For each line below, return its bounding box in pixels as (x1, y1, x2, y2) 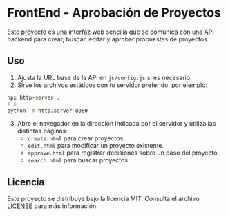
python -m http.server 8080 (7, 107, 88, 114)
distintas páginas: (17, 126, 68, 135)
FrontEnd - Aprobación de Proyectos (7, 5, 221, 21)
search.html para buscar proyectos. (27, 156, 130, 164)
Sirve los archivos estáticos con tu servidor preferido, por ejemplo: (17, 81, 207, 89)
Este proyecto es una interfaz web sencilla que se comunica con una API (7, 28, 214, 36)
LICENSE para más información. (7, 202, 98, 210)
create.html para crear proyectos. (27, 134, 126, 142)
